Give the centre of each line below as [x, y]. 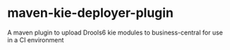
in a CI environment [36, 39]
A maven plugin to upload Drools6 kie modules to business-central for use [115, 32]
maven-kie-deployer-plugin [91, 13]
